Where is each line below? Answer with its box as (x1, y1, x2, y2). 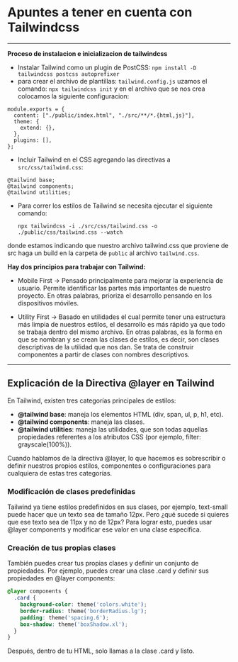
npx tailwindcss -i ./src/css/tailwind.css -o (17, 223, 158, 230)
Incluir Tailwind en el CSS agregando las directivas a (17, 155, 171, 164)
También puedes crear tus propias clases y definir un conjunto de (7, 559, 200, 568)
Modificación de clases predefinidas (7, 486, 136, 496)
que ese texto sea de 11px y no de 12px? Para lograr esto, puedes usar (7, 518, 212, 527)
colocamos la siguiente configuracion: (17, 91, 130, 100)
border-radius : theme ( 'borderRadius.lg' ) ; (20, 607, 147, 615)
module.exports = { (7, 106, 65, 113)
